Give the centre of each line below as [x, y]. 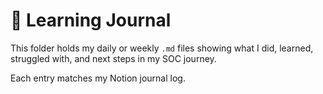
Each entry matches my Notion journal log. [98, 78]
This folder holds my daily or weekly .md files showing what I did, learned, [162, 48]
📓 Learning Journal [91, 20]
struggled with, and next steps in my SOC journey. [113, 58]
